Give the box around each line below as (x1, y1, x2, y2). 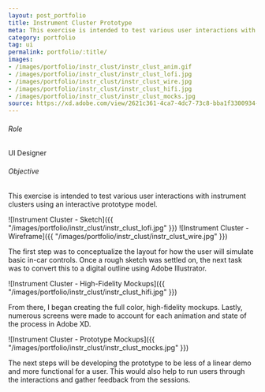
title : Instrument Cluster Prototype (8, 19, 132, 27)
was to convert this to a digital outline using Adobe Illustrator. (8, 263, 207, 273)
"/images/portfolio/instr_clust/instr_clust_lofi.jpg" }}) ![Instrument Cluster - (8, 222, 249, 233)
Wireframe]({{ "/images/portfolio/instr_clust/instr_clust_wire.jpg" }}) (8, 231, 228, 241)
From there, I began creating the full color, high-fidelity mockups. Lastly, (8, 302, 243, 312)
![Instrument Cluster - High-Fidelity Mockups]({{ (8, 278, 166, 288)
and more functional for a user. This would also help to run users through (8, 366, 245, 375)
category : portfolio (8, 33, 77, 42)
